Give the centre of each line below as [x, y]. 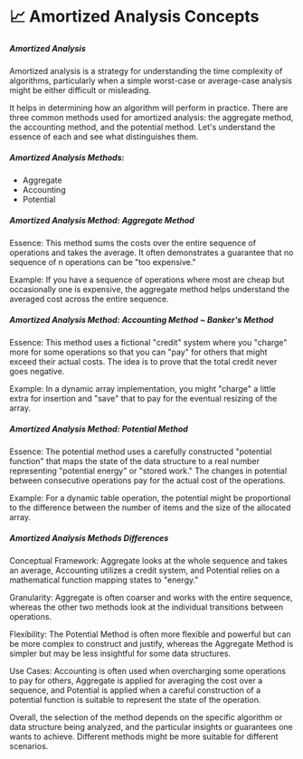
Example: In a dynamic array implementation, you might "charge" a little [142, 389]
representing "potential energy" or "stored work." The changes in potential [148, 471]
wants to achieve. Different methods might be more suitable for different [144, 736]
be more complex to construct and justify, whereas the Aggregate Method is [151, 644]
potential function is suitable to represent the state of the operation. [135, 700]
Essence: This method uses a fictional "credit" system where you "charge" [148, 343]
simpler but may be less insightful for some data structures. [120, 653]
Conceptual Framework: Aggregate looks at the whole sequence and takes [148, 560]
